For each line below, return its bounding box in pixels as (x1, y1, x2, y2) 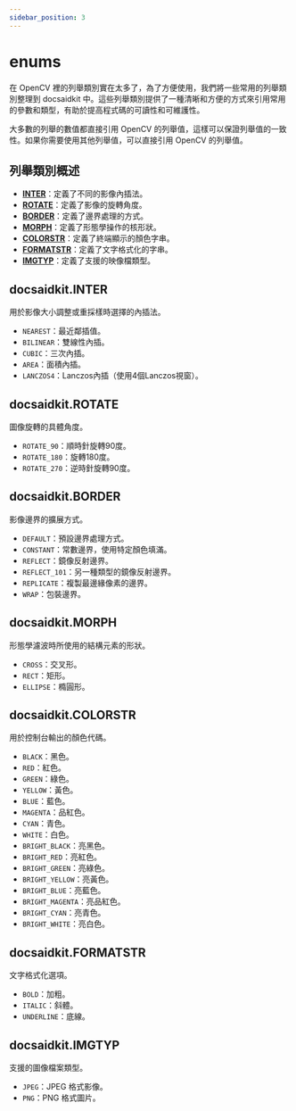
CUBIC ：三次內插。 (21, 348, 90, 359)
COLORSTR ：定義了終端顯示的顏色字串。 (21, 233, 176, 244)
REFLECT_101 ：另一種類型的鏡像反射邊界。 (21, 566, 177, 576)
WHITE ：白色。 (21, 829, 74, 840)
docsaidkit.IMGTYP (9, 1037, 120, 1053)
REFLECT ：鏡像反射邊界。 (21, 555, 113, 566)
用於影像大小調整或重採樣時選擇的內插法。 (9, 307, 166, 318)
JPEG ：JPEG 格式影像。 (21, 1082, 109, 1092)
